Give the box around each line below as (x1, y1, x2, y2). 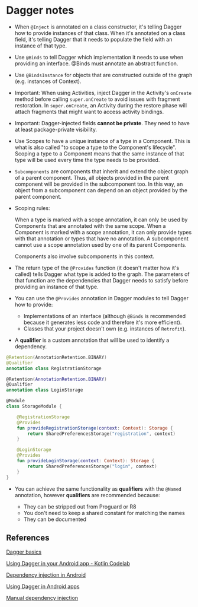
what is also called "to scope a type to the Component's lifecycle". (14, 144, 177, 151)
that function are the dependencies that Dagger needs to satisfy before (14, 277, 189, 284)
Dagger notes (6, 4, 74, 17)
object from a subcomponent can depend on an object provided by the (14, 186, 188, 193)
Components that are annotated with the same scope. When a (14, 222, 166, 229)
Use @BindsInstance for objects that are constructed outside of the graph (14, 71, 193, 78)
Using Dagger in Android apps (6, 583, 80, 590)
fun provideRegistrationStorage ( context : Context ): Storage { (17, 425, 173, 431)
